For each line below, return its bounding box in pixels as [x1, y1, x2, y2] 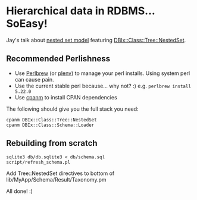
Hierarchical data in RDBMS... [6, 4, 155, 18]
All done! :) [6, 187, 33, 195]
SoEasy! [6, 17, 48, 30]
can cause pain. [14, 76, 55, 83]
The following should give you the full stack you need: [6, 105, 139, 112]
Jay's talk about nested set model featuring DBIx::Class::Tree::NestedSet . [6, 36, 186, 43]
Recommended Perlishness [6, 54, 111, 64]
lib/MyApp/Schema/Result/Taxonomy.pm [6, 176, 107, 183]
